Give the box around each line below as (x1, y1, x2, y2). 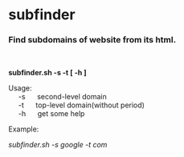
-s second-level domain (18, 92, 107, 102)
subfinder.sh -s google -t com (8, 140, 108, 150)
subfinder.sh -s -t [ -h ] (8, 68, 87, 78)
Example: (8, 124, 39, 134)
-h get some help (18, 109, 85, 119)
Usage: (8, 83, 32, 93)
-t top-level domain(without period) (18, 100, 145, 110)
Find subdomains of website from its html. (8, 34, 177, 46)
